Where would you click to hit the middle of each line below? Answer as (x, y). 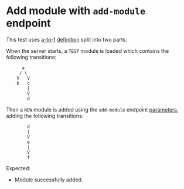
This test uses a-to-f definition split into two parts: (67, 39)
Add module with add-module (76, 11)
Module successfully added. (49, 180)
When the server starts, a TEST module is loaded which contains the (88, 50)
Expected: (18, 168)
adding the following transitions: (45, 116)
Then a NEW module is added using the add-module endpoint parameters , (92, 109)
